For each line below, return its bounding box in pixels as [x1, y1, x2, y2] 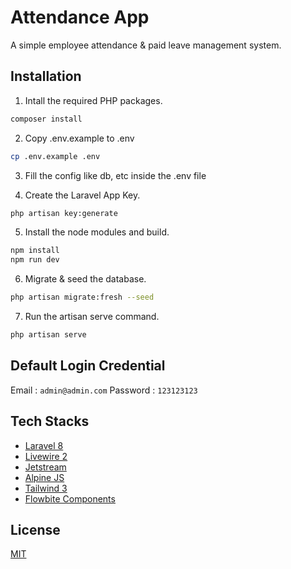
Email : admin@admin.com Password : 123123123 [10, 384, 198, 396]
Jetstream [24, 461, 67, 473]
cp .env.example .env [10, 151, 101, 161]
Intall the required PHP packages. [24, 94, 163, 106]
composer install [10, 114, 83, 124]
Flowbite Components [24, 492, 116, 505]
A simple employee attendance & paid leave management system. [10, 39, 282, 51]
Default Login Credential [10, 357, 166, 375]
